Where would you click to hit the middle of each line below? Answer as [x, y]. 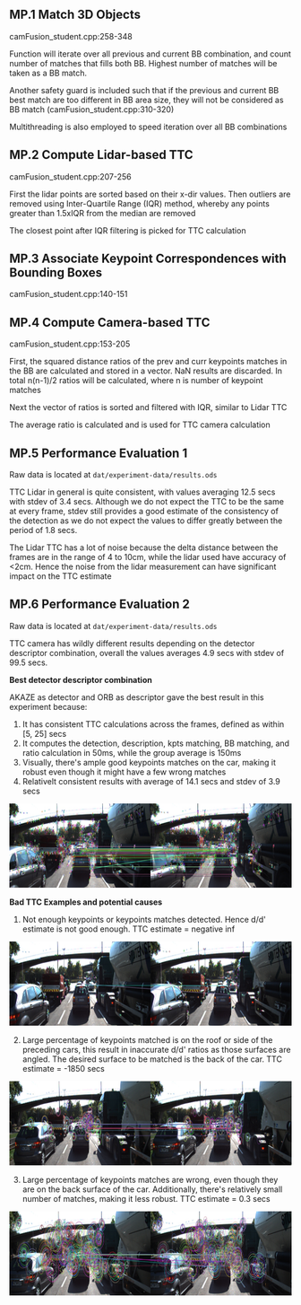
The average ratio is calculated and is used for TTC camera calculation [140, 425]
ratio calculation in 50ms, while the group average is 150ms [132, 752]
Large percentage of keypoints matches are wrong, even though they [150, 1179]
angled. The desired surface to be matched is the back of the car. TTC [152, 1059]
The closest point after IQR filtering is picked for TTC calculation [128, 230]
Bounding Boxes [56, 273]
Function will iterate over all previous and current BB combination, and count [150, 54]
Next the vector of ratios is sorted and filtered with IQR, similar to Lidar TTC [148, 407]
